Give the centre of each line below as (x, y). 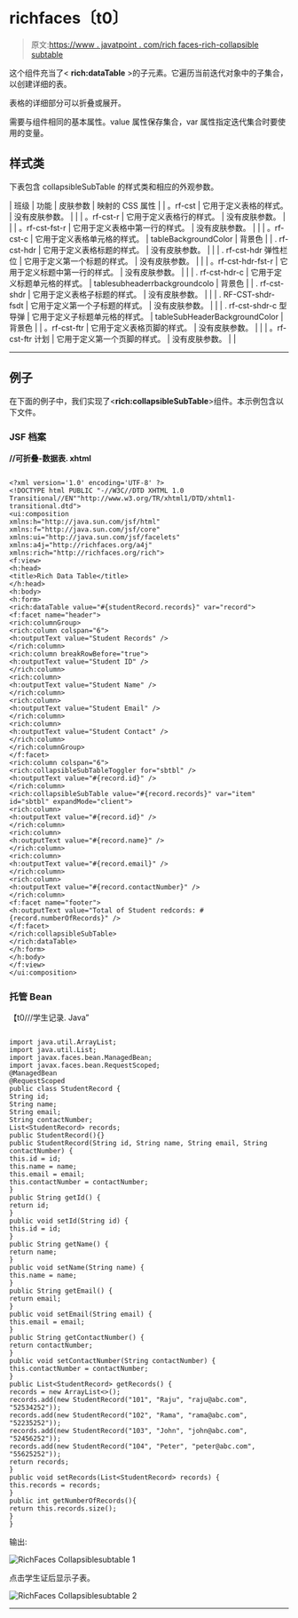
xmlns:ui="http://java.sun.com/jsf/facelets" (94, 537)
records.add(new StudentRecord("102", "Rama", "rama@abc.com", (129, 1415)
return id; (29, 1206)
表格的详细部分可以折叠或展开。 (67, 102)
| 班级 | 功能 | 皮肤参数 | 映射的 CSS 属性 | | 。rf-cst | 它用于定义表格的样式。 (149, 205)
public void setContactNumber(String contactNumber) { (113, 1361)
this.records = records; (55, 1486)
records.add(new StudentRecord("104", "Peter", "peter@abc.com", (132, 1447)
